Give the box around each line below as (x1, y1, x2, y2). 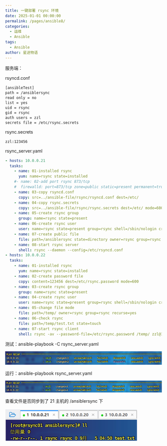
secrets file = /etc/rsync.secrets (5, 120, 79, 125)
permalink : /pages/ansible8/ (5, 18, 66, 23)
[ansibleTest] (5, 85, 35, 90)
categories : (5, 24, 30, 29)
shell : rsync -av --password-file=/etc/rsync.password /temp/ (18, 331, 150, 336)
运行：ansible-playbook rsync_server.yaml (5, 370, 92, 376)
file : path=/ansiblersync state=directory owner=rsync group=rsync (18, 237, 162, 242)
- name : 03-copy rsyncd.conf (14, 189, 75, 194)
